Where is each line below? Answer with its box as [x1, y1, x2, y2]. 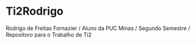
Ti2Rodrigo [5, 4, 64, 18]
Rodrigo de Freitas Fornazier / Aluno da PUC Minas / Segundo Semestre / [5, 24, 191, 32]
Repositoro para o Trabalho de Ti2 [5, 31, 92, 38]
